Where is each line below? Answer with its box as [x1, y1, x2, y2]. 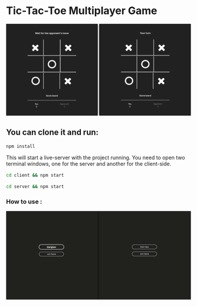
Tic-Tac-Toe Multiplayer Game [6, 4, 157, 18]
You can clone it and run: [6, 127, 98, 137]
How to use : [6, 197, 42, 205]
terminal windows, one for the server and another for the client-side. [6, 160, 172, 167]
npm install [6, 143, 35, 149]
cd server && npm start [6, 183, 64, 190]
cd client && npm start [6, 172, 64, 178]
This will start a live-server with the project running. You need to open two [6, 154, 185, 161]
